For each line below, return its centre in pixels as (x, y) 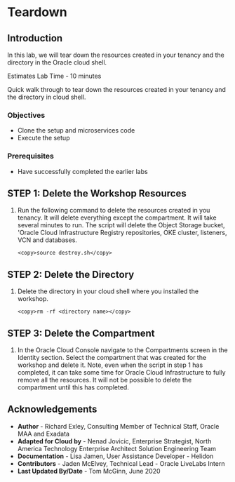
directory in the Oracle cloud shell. (57, 62)
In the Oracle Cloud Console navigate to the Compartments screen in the (122, 350)
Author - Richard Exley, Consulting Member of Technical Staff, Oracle (118, 426)
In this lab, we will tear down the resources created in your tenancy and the (116, 55)
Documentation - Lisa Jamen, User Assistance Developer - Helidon (115, 456)
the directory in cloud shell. (47, 97)
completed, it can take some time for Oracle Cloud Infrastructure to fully (121, 373)
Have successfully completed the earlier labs (83, 171)
